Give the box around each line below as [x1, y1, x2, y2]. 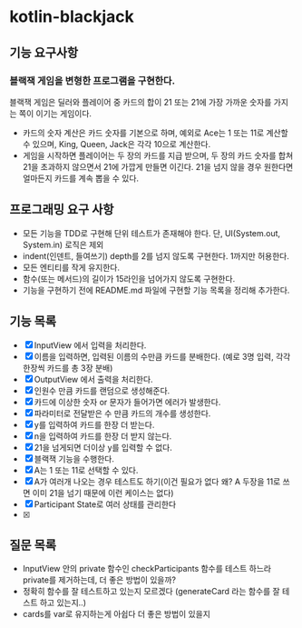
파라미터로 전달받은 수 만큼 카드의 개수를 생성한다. [34, 407, 211, 419]
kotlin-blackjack [9, 6, 134, 27]
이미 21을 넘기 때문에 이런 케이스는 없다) [32, 487, 174, 498]
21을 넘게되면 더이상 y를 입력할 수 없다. [34, 442, 172, 453]
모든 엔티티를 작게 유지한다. [22, 262, 121, 273]
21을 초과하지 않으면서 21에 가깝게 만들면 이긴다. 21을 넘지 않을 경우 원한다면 [22, 161, 294, 172]
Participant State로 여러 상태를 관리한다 [34, 498, 177, 510]
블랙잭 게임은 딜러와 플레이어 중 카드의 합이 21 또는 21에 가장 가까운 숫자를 [9, 96, 272, 107]
